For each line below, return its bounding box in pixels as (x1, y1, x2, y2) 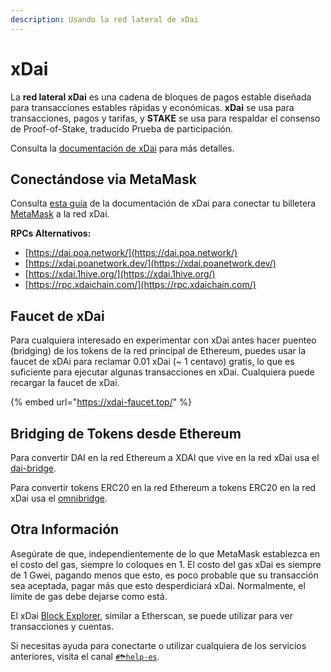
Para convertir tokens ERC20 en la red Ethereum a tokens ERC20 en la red (10, 482, 317, 493)
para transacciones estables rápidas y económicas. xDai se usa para (10, 101, 295, 113)
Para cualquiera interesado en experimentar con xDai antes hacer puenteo (10, 334, 317, 346)
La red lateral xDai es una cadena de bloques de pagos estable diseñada (10, 91, 312, 103)
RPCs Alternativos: (10, 227, 92, 240)
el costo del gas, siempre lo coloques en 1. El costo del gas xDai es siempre (10, 558, 322, 570)
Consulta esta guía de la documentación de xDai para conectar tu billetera (10, 197, 317, 210)
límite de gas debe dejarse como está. (10, 590, 168, 602)
